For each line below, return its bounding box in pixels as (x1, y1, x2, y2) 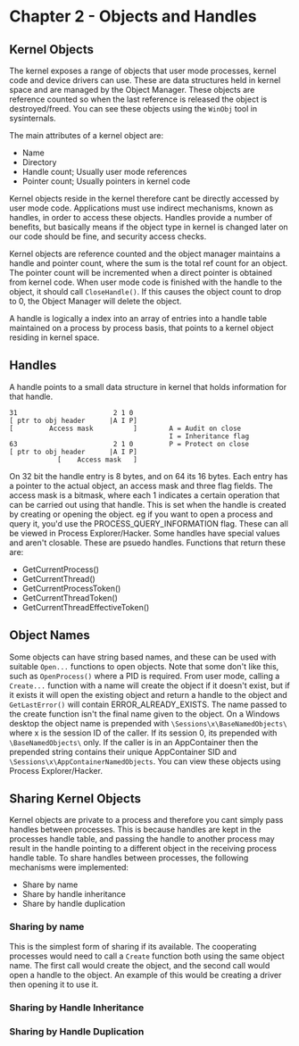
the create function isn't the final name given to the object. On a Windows (9, 708, 280, 719)
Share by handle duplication (21, 899, 126, 909)
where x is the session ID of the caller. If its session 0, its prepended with (9, 727, 278, 738)
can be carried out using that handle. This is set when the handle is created (9, 499, 287, 510)
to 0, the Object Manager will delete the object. (9, 296, 182, 306)
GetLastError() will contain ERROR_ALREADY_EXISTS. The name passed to (9, 699, 287, 710)
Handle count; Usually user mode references (21, 167, 187, 177)
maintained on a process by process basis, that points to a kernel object (9, 323, 274, 333)
